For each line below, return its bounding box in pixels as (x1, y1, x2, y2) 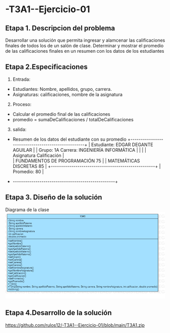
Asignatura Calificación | (12, 152, 64, 158)
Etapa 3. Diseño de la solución (5, 193, 103, 202)
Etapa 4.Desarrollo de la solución (5, 309, 112, 317)
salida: (12, 126, 27, 132)
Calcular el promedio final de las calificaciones (12, 111, 111, 117)
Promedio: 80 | (12, 169, 44, 175)
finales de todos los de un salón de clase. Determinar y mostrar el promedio (5, 43, 164, 49)
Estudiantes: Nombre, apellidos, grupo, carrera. (12, 86, 112, 92)
